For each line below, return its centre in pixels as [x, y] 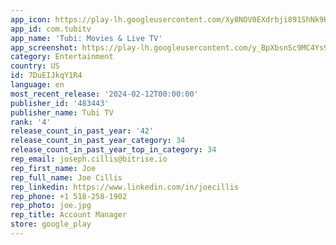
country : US [35, 66]
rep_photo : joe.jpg [51, 206]
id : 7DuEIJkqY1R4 [46, 76]
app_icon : [31, 19]
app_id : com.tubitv [51, 29]
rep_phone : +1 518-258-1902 [69, 196]
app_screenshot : [44, 47]
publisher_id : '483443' [60, 103]
